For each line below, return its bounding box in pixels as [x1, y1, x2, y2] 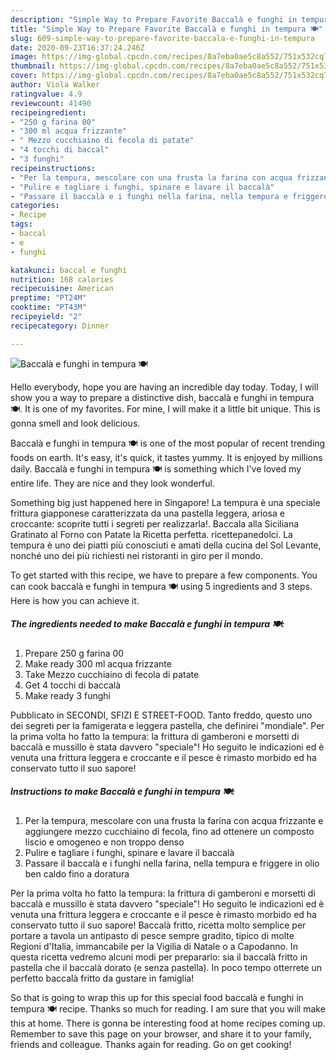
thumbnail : [10, 61, 56, 71]
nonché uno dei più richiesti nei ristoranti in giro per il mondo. [10, 549, 263, 561]
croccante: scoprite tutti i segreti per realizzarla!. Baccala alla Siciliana [10, 517, 300, 530]
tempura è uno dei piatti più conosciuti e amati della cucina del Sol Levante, [10, 539, 322, 551]
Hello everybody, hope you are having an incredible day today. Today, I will [10, 381, 319, 393]
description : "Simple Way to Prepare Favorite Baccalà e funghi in [10, 14, 298, 25]
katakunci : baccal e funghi [10, 265, 128, 275]
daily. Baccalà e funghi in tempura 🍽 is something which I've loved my [10, 462, 302, 475]
